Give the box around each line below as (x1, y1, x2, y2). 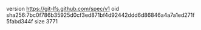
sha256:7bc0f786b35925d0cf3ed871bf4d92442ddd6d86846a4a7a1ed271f (6, 11, 195, 19)
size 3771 (34, 18, 58, 25)
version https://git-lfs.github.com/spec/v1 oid (6, 5, 120, 12)
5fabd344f (6, 18, 33, 25)
